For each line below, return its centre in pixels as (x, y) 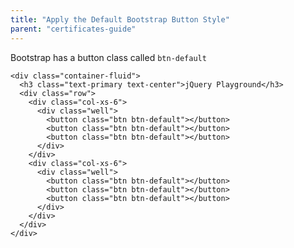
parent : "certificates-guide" (73, 29)
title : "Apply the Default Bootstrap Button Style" (120, 19)
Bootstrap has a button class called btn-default (108, 57)
